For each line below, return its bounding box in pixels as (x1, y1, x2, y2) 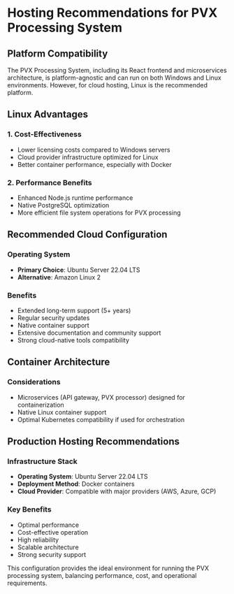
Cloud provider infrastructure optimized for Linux (17, 152, 159, 161)
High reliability (17, 535, 59, 544)
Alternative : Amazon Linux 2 (17, 273, 101, 281)
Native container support (17, 321, 89, 329)
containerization (17, 400, 64, 409)
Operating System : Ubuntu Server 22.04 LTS (17, 472, 148, 481)
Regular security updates (17, 313, 90, 322)
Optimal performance (17, 521, 79, 529)
